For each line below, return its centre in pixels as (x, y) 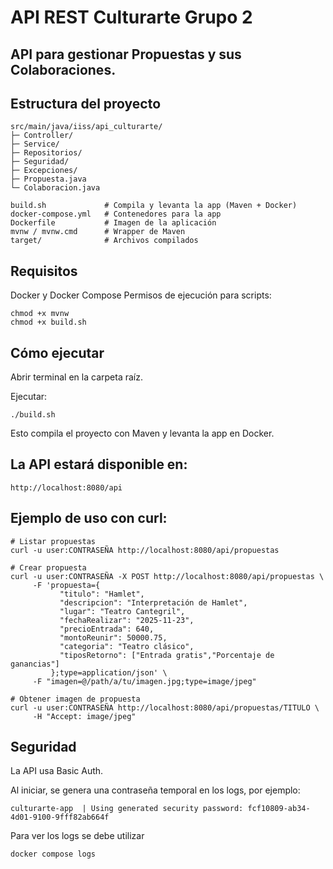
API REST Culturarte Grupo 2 (131, 17)
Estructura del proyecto (86, 103)
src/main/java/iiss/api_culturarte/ (86, 127)
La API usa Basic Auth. (57, 771)
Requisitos (44, 271)
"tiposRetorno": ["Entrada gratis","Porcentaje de (167, 655)
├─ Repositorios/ (46, 153)
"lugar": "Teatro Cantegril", (122, 611)
